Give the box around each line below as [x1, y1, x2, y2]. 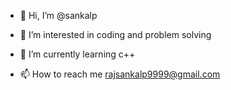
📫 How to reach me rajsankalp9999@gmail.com [19, 68, 221, 80]
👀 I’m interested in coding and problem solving [19, 29, 212, 40]
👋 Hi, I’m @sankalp [19, 10, 98, 21]
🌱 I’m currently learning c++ [19, 48, 136, 60]
